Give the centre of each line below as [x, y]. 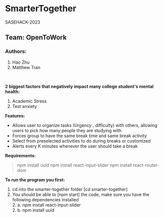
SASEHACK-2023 [23, 22]
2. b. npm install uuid [33, 210]
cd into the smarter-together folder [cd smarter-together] [70, 189]
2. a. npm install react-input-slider [46, 205]
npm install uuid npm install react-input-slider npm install [74, 165]
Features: [15, 116]
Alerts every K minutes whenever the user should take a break [75, 146]
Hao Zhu [21, 62]
